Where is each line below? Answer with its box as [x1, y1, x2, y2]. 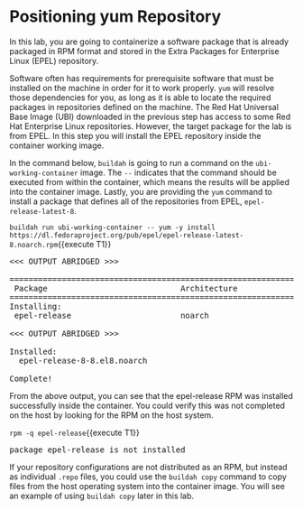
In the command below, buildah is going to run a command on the [9, 157, 254, 168]
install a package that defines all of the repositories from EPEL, [9, 196, 243, 207]
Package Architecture [14, 283, 238, 293]
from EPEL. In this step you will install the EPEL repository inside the [9, 130, 262, 141]
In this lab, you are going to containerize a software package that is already [9, 36, 289, 47]
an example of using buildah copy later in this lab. [9, 490, 195, 501]
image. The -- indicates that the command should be [79, 167, 277, 178]
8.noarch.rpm [9, 240, 59, 249]
